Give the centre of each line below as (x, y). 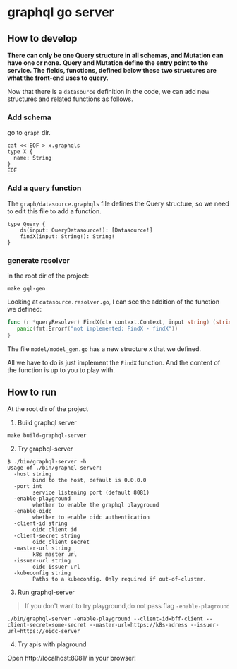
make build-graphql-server (47, 436)
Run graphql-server (46, 592)
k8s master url (55, 555)
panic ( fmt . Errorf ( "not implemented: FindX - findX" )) (97, 328)
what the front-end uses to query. (58, 78)
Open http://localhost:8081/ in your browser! (72, 658)
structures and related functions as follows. (70, 99)
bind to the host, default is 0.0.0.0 (90, 480)
